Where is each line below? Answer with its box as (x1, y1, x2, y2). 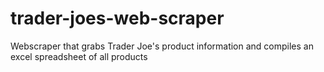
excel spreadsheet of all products (10, 50, 148, 62)
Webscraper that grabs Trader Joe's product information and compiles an (10, 40, 314, 52)
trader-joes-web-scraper (10, 7, 225, 30)
